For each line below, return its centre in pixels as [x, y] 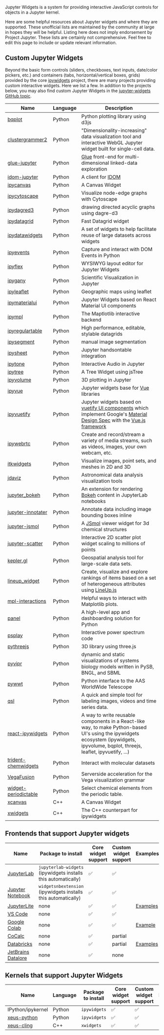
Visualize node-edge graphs [114, 193]
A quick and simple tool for [112, 695]
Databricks [20, 944]
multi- [133, 156]
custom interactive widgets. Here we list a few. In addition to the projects [78, 85]
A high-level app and [106, 612]
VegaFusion [21, 777]
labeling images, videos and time [119, 701]
